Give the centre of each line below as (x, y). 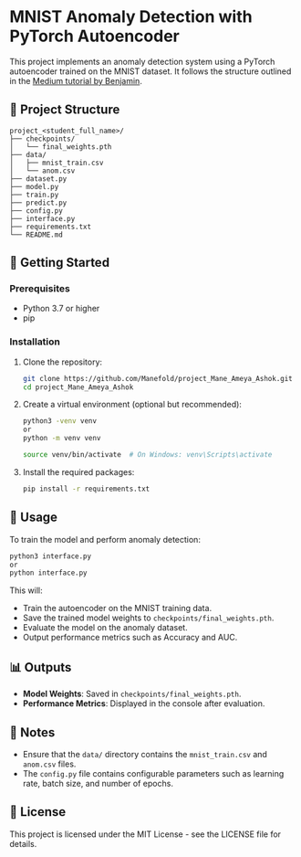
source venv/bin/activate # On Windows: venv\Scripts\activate (147, 455)
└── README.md (36, 235)
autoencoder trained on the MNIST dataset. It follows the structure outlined (150, 71)
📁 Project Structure (65, 110)
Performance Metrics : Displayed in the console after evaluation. (144, 704)
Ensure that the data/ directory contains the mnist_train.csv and (145, 754)
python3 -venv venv (60, 421)
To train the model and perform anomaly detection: (105, 539)
